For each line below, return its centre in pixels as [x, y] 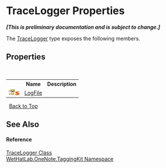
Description [62, 84]
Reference [19, 139]
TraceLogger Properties [65, 11]
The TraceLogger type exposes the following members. [73, 38]
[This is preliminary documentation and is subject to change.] [83, 27]
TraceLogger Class [29, 152]
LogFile [33, 93]
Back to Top [23, 106]
